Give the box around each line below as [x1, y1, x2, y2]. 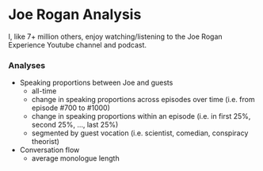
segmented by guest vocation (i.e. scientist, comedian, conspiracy [31, 128, 249, 138]
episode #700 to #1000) [31, 103, 111, 112]
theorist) [31, 137, 59, 146]
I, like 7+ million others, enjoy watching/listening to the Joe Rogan [8, 32, 223, 41]
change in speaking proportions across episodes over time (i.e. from [31, 95, 255, 104]
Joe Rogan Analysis [8, 6, 142, 24]
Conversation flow [19, 145, 80, 155]
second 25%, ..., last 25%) [31, 120, 119, 130]
